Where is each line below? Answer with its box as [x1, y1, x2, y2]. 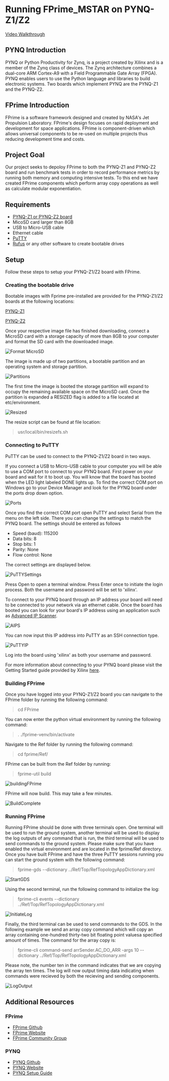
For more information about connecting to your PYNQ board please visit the [5, 662, 162, 668]
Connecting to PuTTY [5, 442, 60, 449]
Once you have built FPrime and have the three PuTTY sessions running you [5, 851, 164, 857]
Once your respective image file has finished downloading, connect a [5, 328, 150, 334]
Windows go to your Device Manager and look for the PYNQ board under [5, 484, 157, 490]
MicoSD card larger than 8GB [12, 219, 74, 225]
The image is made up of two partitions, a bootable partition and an [5, 358, 145, 365]
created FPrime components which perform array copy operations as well [5, 180, 159, 186]
